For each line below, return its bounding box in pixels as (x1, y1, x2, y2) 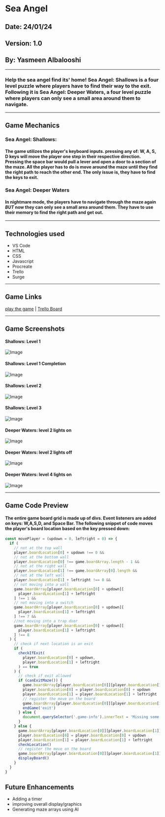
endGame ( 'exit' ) (23, 705, 56, 710)
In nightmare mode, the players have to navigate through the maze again (5, 199, 156, 204)
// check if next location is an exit (14, 642, 93, 646)
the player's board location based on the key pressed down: (5, 525, 130, 531)
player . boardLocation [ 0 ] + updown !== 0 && (14, 550, 105, 555)
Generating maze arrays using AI (12, 807, 79, 813)
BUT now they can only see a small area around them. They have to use (5, 204, 154, 210)
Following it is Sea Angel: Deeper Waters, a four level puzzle (5, 88, 151, 95)
